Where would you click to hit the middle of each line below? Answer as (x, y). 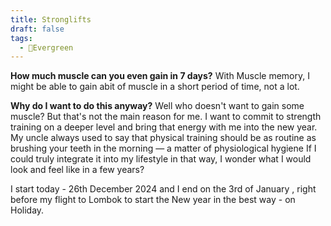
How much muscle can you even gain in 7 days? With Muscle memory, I (160, 76)
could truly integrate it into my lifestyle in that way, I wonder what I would (161, 159)
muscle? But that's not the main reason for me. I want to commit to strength (166, 117)
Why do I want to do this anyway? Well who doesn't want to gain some (157, 106)
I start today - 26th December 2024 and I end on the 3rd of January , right (163, 189)
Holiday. (27, 210)
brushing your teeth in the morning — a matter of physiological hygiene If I (163, 148)
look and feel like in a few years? (77, 170)
